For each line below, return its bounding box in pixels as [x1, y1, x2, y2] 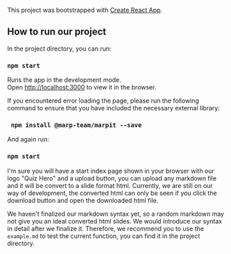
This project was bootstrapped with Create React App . [7, 6, 163, 14]
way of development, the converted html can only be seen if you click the [7, 189, 217, 197]
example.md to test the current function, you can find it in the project [7, 232, 200, 240]
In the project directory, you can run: [7, 44, 112, 53]
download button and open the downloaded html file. [7, 196, 159, 204]
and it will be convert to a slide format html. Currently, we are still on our [7, 181, 213, 189]
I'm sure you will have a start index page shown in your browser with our [7, 167, 215, 175]
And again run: [7, 135, 50, 144]
